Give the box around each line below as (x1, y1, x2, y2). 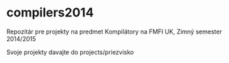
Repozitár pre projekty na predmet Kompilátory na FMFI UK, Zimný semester (6, 27, 222, 36)
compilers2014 (6, 5, 94, 21)
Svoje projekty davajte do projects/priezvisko (6, 48, 134, 56)
